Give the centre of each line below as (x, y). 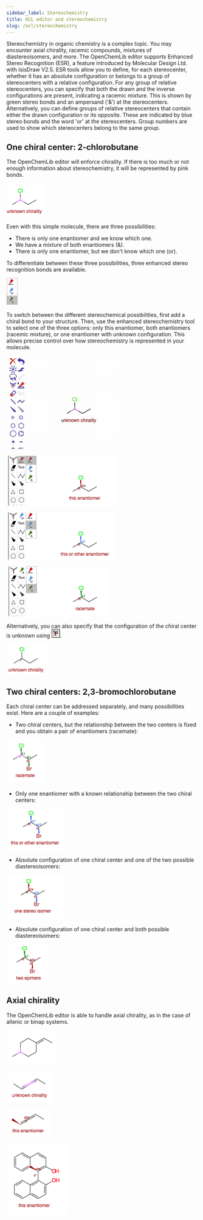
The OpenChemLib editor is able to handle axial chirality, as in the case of (98, 1015)
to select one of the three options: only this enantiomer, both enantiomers (98, 328)
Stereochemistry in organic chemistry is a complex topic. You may (89, 44)
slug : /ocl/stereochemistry (42, 26)
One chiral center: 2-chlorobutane (72, 147)
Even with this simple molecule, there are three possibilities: (81, 227)
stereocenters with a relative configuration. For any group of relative (92, 83)
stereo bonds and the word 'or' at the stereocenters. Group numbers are (97, 121)
